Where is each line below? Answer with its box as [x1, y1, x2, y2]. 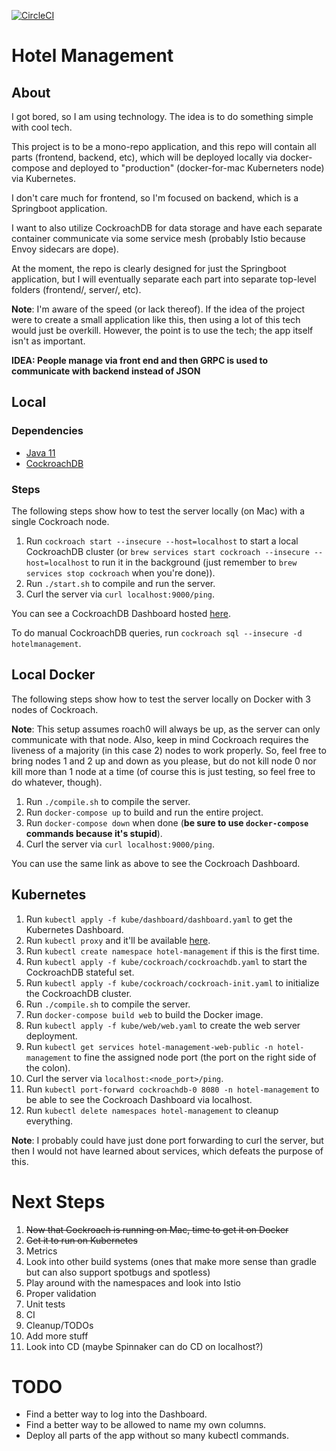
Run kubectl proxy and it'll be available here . [25, 934, 211, 946]
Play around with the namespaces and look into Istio [25, 1276, 241, 1289]
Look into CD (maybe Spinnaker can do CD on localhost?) [25, 1340, 264, 1352]
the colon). [25, 1061, 71, 1074]
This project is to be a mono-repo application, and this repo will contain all [11, 141, 317, 152]
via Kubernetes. [11, 173, 76, 184]
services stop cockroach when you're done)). [25, 566, 216, 579]
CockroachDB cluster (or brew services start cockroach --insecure [25, 545, 310, 557]
